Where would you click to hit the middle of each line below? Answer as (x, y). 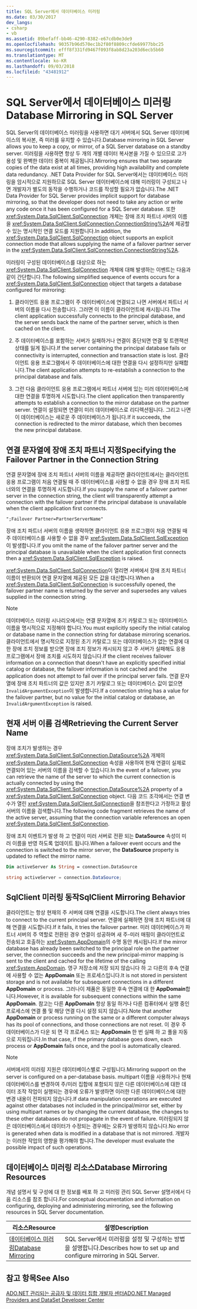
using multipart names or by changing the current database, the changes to (97, 1112)
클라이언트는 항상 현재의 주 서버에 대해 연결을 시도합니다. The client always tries (98, 912)
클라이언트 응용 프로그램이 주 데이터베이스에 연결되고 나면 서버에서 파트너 (98, 302)
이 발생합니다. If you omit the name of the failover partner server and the (92, 545)
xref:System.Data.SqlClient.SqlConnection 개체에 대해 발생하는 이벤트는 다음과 (98, 270)
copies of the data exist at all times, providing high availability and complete (98, 168)
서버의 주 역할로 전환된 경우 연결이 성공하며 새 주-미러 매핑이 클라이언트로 (101, 935)
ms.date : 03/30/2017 (31, 17)
